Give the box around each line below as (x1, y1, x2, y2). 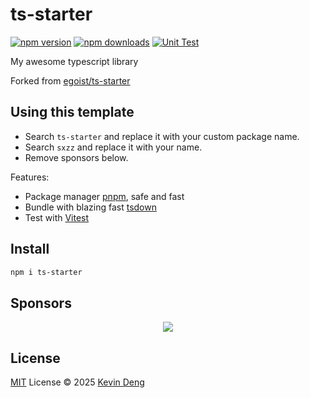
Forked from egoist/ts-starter (10, 74, 131, 87)
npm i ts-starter (10, 267, 83, 277)
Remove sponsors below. (24, 151, 129, 163)
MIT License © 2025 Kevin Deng (10, 376, 145, 388)
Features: (10, 171, 50, 183)
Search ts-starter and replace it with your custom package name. (24, 130, 300, 142)
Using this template (10, 104, 135, 121)
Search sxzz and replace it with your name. (24, 141, 203, 153)
